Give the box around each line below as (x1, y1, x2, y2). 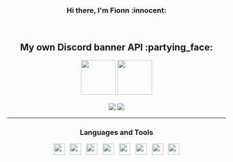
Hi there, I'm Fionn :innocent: (67, 6, 166, 15)
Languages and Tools (79, 127, 154, 137)
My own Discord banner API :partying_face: (19, 41, 214, 53)
